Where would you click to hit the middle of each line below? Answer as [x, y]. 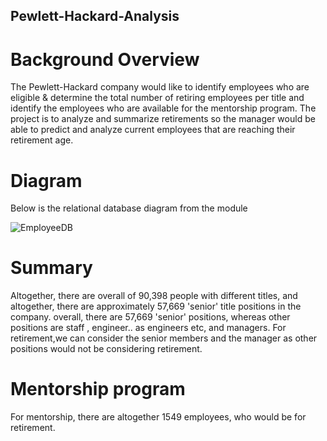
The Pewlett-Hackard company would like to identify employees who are [160, 87]
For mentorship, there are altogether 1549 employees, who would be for [158, 417]
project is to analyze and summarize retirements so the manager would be [163, 119]
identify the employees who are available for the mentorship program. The [163, 108]
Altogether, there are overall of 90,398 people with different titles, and [154, 296]
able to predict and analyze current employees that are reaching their [153, 130]
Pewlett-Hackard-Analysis [95, 16]
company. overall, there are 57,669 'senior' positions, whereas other [150, 317]
